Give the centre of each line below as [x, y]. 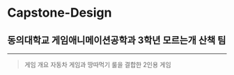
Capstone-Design [60, 13]
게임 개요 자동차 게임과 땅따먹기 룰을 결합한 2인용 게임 [98, 65]
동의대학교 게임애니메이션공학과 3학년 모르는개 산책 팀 [117, 40]
